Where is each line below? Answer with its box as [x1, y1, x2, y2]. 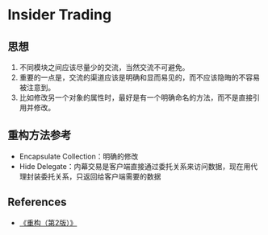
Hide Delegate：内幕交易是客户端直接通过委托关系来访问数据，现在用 [19, 161, 251, 171]
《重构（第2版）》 [19, 217, 77, 227]
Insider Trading [7, 6, 112, 24]
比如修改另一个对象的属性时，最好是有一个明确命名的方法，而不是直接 [19, 93, 253, 102]
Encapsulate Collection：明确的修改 [19, 151, 139, 161]
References [7, 196, 67, 209]
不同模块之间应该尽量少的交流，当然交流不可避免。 [19, 63, 190, 72]
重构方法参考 [7, 129, 72, 142]
